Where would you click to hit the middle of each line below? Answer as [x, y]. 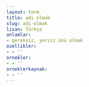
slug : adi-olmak [27, 23]
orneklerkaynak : [27, 69]
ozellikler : [21, 47]
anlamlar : [19, 35]
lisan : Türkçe [24, 29]
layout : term [23, 12]
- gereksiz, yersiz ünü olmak [45, 40]
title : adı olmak [28, 18]
